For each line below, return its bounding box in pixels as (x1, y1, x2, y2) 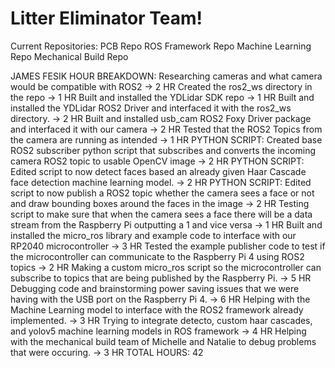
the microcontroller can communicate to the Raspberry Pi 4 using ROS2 (10, 250, 305, 262)
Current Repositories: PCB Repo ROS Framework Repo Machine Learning (10, 40, 312, 52)
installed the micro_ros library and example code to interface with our (10, 229, 297, 241)
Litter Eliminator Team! (10, 7, 203, 30)
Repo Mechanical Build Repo (10, 50, 129, 62)
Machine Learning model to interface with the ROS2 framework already (10, 303, 304, 316)
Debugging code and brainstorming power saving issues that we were (10, 282, 300, 294)
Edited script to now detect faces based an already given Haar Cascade (10, 165, 307, 177)
